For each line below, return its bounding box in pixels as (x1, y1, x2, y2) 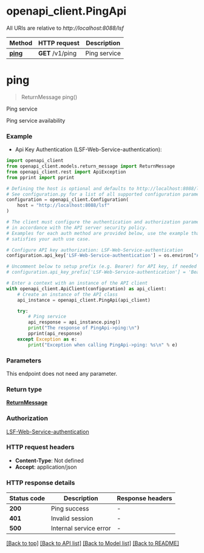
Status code (9, 494, 46, 503)
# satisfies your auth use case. (6, 236, 91, 242)
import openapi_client (6, 158, 64, 164)
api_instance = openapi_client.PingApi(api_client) (17, 297, 151, 303)
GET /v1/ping (38, 49, 77, 57)
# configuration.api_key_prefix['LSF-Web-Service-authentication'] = (6, 269, 186, 276)
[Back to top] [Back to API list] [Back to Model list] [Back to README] (6, 540, 179, 547)
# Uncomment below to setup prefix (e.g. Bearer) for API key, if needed (6, 263, 197, 270)
